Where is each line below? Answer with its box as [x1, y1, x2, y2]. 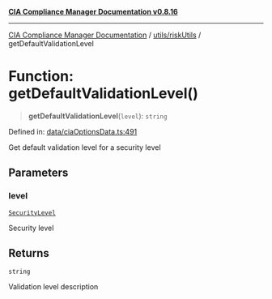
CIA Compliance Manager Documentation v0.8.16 [8, 7, 178, 16]
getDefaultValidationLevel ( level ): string [28, 111, 168, 121]
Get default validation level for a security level [8, 142, 161, 152]
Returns [8, 246, 50, 260]
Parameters [8, 166, 69, 180]
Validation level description [8, 282, 99, 292]
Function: [8, 67, 74, 86]
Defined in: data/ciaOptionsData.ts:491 [8, 126, 138, 136]
